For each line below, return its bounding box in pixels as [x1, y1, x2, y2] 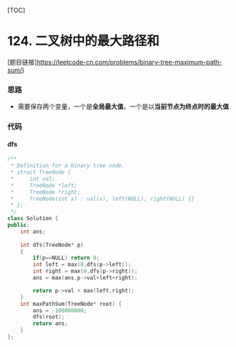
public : [7, 221, 30, 229]
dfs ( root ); [33, 314, 65, 321]
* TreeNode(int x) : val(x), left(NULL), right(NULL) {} [10, 195, 195, 202]
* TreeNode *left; [10, 182, 78, 189]
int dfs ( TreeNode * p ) [20, 241, 84, 248]
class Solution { [7, 215, 59, 222]
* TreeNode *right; [10, 188, 81, 196]
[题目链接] [7, 57, 38, 66]
